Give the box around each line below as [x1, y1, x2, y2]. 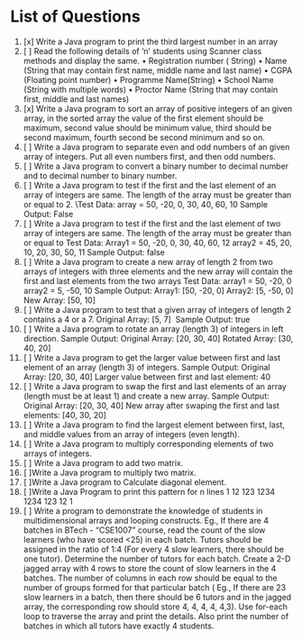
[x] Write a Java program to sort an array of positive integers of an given [23, 103, 293, 114]
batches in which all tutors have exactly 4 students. [23, 620, 215, 631]
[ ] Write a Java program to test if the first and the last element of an [23, 179, 277, 190]
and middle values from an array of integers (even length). [23, 428, 240, 439]
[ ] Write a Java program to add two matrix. [23, 457, 184, 468]
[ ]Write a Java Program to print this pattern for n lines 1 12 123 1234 [23, 486, 276, 497]
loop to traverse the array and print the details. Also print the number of [23, 610, 289, 621]
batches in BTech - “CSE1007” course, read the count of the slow [23, 525, 266, 535]
